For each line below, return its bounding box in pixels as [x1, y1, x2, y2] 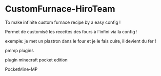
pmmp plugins [5, 47, 34, 53]
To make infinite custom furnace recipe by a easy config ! [5, 19, 121, 25]
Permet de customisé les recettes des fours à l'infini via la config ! [5, 29, 138, 34]
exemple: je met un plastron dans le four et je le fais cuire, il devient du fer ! [5, 38, 156, 44]
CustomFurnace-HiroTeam [5, 3, 116, 15]
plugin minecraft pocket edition [5, 57, 68, 62]
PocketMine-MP [5, 66, 38, 72]
